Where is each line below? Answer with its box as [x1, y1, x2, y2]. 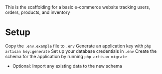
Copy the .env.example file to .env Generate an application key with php [5, 43, 152, 49]
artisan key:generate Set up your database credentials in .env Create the [5, 48, 157, 54]
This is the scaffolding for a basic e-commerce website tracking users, [5, 4, 151, 10]
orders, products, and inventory [5, 9, 70, 15]
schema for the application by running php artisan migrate [5, 53, 127, 59]
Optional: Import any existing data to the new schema [12, 63, 122, 69]
